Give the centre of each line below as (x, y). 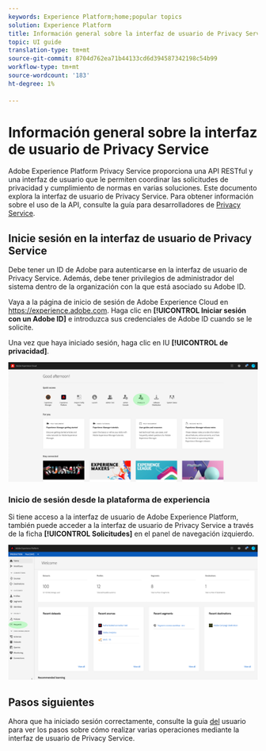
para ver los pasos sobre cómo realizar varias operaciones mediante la (124, 730)
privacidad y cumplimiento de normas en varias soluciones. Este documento (133, 188)
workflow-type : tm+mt (44, 67)
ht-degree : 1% (32, 83)
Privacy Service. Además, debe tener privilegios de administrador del (122, 279)
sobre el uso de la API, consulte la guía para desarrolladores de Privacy (125, 205)
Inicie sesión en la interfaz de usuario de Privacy (130, 238)
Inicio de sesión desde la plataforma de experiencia (109, 499)
